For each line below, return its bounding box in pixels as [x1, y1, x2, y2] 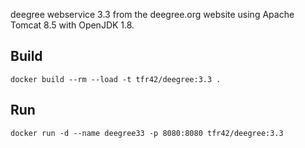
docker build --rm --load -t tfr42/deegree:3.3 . [10, 74, 222, 84]
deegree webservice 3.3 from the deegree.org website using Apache [10, 9, 295, 20]
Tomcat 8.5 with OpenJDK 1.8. [10, 19, 135, 31]
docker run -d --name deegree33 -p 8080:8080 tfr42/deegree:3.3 [10, 128, 284, 138]
